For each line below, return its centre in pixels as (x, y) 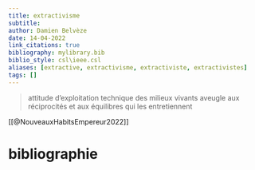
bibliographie (53, 154)
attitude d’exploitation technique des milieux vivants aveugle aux (133, 97)
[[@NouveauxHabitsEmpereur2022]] (69, 121)
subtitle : (25, 23)
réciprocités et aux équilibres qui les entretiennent (110, 106)
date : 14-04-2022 (37, 38)
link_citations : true (44, 45)
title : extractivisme (44, 16)
